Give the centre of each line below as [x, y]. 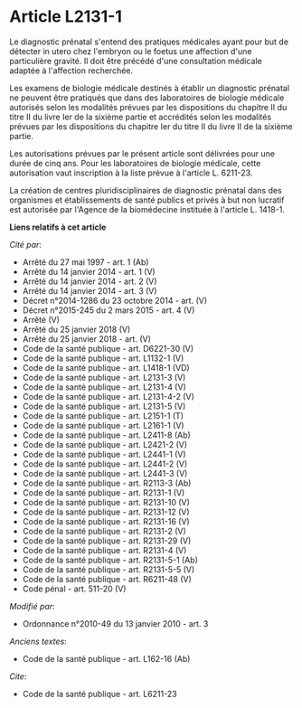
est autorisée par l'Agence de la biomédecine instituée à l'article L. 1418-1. [147, 209]
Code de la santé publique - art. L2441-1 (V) [104, 454]
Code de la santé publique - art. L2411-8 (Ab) [107, 435]
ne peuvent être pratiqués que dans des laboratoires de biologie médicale [147, 98]
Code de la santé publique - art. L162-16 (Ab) [106, 658]
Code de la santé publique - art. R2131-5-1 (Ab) [110, 560]
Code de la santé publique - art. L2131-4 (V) [104, 387]
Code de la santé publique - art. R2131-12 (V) [106, 512]
